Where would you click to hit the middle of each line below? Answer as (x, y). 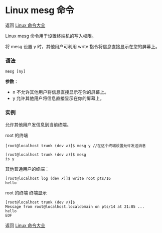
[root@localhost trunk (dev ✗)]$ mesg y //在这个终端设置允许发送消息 (76, 146)
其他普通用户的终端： (27, 169)
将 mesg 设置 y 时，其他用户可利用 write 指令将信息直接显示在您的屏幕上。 (83, 46)
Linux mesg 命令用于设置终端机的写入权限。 (51, 36)
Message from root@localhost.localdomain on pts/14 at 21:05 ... (75, 206)
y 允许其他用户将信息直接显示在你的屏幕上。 (58, 98)
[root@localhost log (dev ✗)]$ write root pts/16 (58, 178)
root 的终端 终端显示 (26, 193)
